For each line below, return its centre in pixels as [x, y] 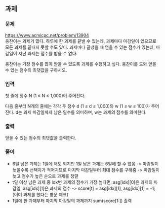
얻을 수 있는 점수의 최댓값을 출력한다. [41, 138]
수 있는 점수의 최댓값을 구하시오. [36, 70]
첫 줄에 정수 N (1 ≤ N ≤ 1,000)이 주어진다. [45, 96]
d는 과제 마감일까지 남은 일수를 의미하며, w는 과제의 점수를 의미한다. [81, 112]
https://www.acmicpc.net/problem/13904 [47, 35]
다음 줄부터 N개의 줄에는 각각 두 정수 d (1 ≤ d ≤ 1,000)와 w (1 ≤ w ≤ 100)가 [78, 106]
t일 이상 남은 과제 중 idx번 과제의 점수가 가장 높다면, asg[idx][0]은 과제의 [82, 182]
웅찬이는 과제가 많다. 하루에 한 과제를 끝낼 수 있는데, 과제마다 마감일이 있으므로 [81, 41]
